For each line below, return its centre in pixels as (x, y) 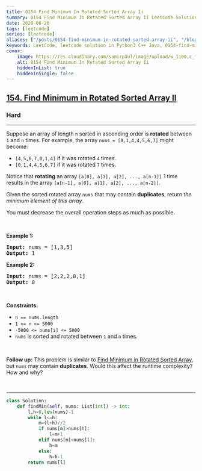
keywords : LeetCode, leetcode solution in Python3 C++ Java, (84, 46)
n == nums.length (37, 317)
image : (25, 57)
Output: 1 (20, 253)
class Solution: (26, 401)
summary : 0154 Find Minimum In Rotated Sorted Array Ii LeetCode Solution (102, 17)
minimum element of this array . (45, 201)
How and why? (25, 372)
